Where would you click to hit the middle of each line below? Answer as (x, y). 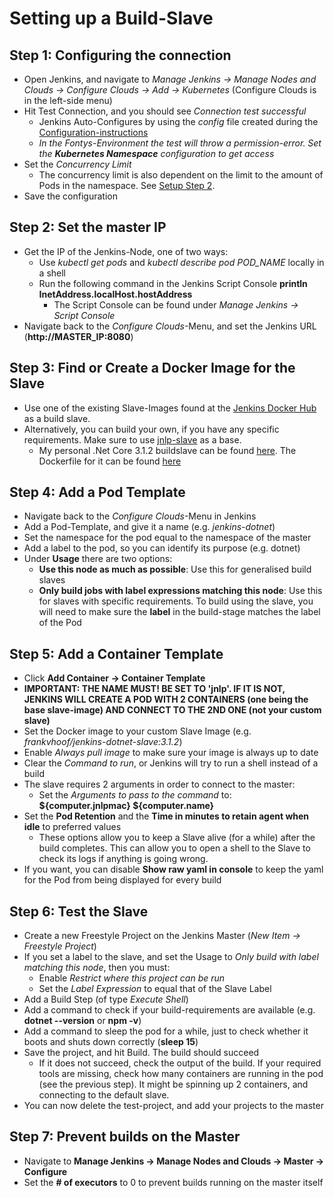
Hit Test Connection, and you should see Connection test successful (165, 111)
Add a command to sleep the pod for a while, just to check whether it (166, 1031)
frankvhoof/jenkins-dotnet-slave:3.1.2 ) (103, 742)
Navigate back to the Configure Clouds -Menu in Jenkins (140, 516)
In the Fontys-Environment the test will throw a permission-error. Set (180, 143)
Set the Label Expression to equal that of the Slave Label (155, 989)
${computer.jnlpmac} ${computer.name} (126, 806)
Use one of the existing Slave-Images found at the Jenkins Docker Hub (170, 408)
